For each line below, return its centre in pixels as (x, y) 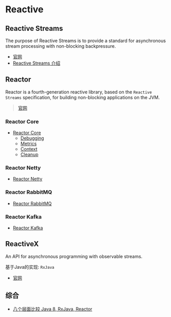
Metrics (28, 144)
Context (29, 149)
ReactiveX (22, 244)
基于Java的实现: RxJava (30, 267)
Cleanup (29, 154)
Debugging (32, 138)
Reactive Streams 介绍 (36, 63)
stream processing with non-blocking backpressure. (61, 46)
